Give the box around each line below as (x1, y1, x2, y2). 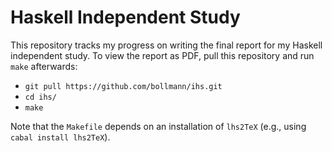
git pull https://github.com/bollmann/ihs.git (24, 81, 223, 91)
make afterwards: (10, 60, 78, 72)
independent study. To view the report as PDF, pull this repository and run (10, 49, 315, 61)
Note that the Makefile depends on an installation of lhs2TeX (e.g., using (10, 120, 307, 132)
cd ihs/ (24, 92, 57, 102)
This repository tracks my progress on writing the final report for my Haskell (10, 39, 323, 51)
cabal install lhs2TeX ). (10, 131, 111, 143)
